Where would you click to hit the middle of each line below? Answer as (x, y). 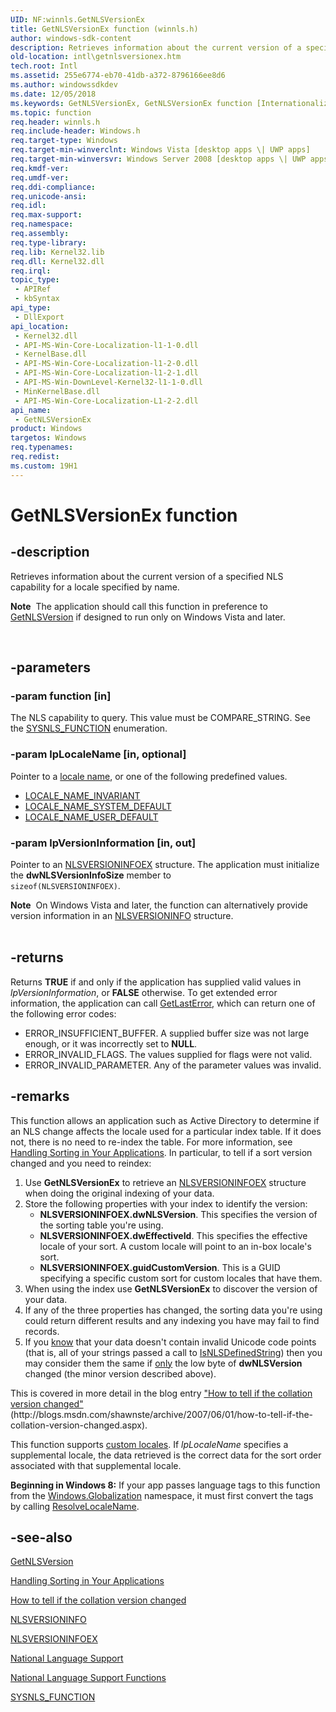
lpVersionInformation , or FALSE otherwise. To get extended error (144, 992)
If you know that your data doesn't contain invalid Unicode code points (170, 1342)
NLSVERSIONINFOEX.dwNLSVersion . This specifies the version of (178, 1214)
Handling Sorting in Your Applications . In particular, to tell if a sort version (161, 1152)
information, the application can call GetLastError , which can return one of (163, 1003)
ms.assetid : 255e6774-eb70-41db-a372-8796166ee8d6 (118, 76)
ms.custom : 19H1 (44, 466)
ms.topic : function (51, 112)
